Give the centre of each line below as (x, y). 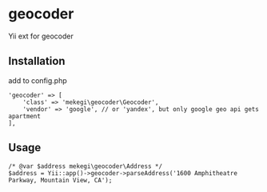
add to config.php (38, 80)
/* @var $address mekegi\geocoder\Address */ (85, 166)
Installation (37, 61)
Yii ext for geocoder (41, 36)
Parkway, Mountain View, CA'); (60, 180)
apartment (25, 116)
